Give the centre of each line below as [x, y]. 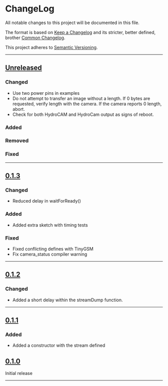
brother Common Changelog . [35, 38]
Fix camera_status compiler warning [50, 254]
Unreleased [24, 68]
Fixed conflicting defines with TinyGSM [53, 249]
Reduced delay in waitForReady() [47, 201]
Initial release [19, 373]
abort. [18, 109]
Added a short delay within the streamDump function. [67, 300]
